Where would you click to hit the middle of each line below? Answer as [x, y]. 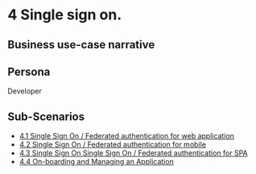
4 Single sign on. [65, 15]
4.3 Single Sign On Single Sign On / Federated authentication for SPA [133, 153]
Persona [29, 71]
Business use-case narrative [81, 45]
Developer [25, 91]
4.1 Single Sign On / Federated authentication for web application [127, 136]
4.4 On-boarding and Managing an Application [96, 162]
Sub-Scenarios [46, 116]
